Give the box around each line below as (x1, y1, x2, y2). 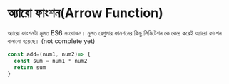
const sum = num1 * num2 (14, 57, 88, 64)
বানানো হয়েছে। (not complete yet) (7, 37, 96, 45)
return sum (14, 64, 46, 71)
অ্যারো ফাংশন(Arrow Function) (7, 5, 163, 21)
